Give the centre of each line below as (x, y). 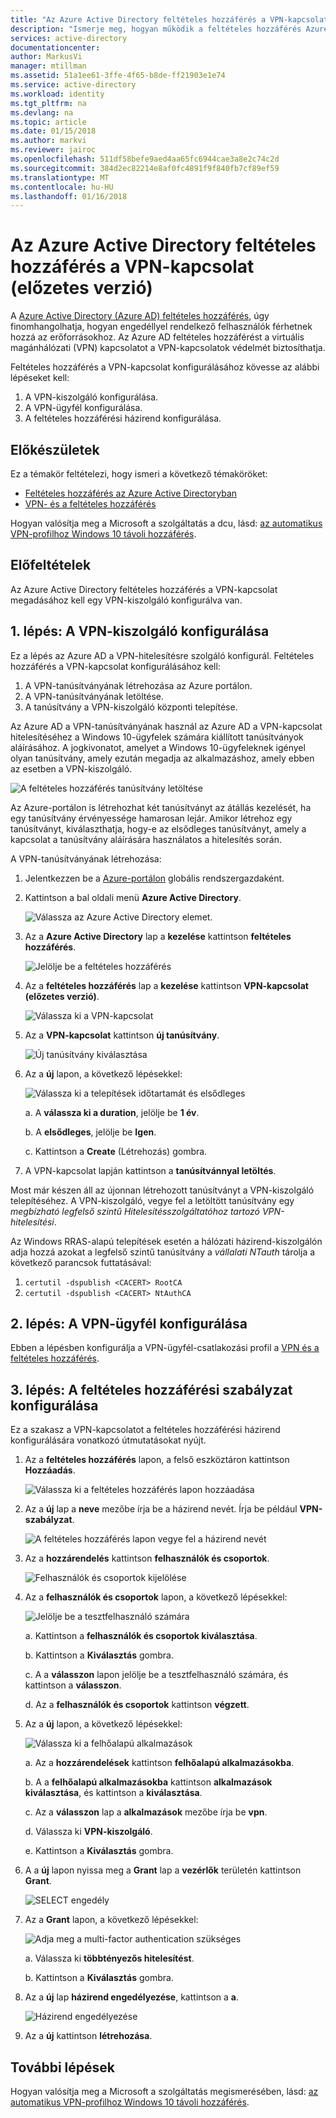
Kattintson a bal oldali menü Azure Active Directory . (133, 897)
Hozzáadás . (50, 1470)
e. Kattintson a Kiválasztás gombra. (99, 1851)
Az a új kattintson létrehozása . (88, 2036)
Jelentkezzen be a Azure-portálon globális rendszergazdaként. (154, 878)
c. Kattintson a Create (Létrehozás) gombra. (116, 1151)
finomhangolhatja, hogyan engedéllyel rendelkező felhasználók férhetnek (161, 327)
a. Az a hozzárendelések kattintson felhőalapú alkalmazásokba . (159, 1763)
